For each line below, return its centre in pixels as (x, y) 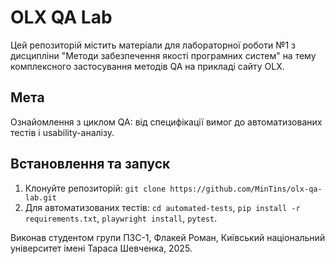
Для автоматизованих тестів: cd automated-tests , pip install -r (162, 207)
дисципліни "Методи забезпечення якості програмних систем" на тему (163, 55)
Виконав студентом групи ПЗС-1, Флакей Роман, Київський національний (168, 237)
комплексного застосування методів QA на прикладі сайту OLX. (147, 66)
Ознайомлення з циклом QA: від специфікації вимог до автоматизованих (166, 122)
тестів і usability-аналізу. (62, 132)
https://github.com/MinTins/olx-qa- (246, 189)
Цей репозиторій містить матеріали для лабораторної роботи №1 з (153, 45)
